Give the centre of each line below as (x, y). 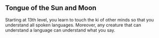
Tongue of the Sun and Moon (51, 8)
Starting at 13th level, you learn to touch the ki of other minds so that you (79, 19)
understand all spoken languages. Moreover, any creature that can (73, 25)
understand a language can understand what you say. (60, 30)
